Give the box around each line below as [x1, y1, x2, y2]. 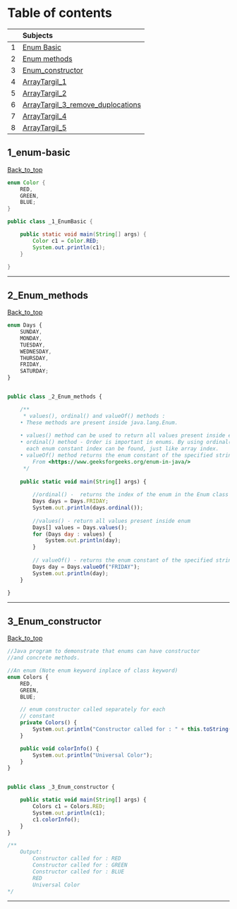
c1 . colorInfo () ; [32, 816, 80, 823]
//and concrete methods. [7, 654, 80, 661]
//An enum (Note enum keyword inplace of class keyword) [7, 667, 178, 674]
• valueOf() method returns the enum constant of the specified [20, 452, 213, 459]
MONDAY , [20, 335, 42, 342]
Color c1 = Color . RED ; [32, 237, 99, 244]
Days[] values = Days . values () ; [32, 524, 128, 531]
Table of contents [7, 5, 113, 21]
